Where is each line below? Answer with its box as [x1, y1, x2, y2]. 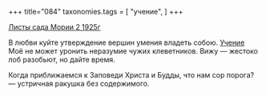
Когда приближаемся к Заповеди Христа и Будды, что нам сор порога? [8, 70, 255, 79]
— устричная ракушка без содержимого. [8, 79, 150, 88]
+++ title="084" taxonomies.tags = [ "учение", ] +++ [8, 7, 183, 16]
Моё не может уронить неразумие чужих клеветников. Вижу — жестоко [8, 46, 259, 55]
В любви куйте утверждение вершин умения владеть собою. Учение [8, 38, 245, 47]
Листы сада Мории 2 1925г [8, 22, 101, 31]
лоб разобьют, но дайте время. [8, 55, 116, 64]
